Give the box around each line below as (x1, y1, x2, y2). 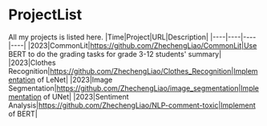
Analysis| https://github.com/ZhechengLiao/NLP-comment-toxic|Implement (8, 100, 256, 110)
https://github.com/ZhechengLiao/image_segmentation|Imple (56, 83, 259, 93)
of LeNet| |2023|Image (37, 75, 113, 84)
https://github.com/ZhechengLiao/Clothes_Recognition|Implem (49, 66, 258, 75)
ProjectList (8, 6, 83, 24)
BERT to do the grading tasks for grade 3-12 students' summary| (8, 49, 222, 59)
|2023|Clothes (8, 58, 56, 67)
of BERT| (8, 108, 38, 118)
